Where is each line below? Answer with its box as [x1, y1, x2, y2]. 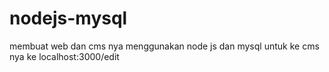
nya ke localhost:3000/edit [9, 50, 120, 62]
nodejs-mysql [9, 7, 128, 30]
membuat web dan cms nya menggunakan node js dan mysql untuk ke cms [9, 40, 320, 52]
